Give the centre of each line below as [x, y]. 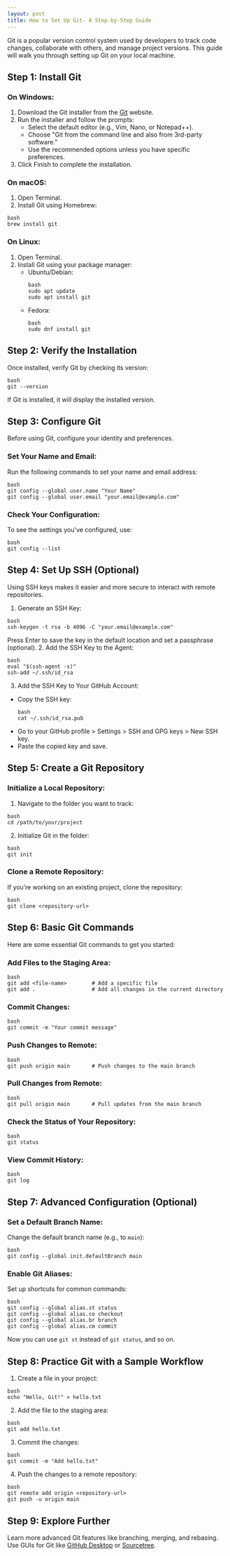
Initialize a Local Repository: [56, 788]
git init [20, 854]
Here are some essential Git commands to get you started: [91, 944]
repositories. [26, 594]
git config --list [34, 549]
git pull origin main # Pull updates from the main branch [104, 1104]
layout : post [26, 14]
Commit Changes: [38, 1006]
